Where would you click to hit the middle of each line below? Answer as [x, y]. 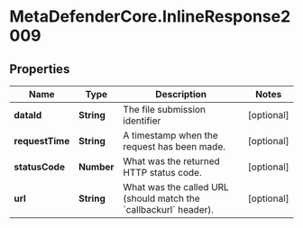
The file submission [164, 109]
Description [181, 94]
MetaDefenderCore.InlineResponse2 [150, 17]
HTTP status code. [162, 173]
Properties [40, 69]
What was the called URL [176, 187]
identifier [142, 121]
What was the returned [172, 161]
